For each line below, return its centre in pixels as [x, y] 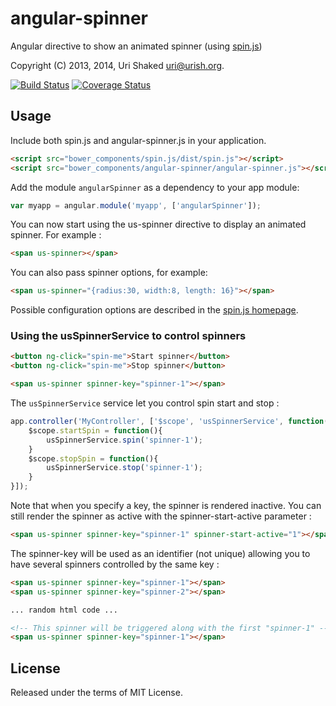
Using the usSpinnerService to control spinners [128, 336]
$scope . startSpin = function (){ [95, 430]
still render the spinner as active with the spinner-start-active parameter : [161, 516]
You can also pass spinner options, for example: [109, 273]
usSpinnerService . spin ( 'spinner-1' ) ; [124, 440]
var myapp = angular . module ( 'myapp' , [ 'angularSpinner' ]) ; [136, 205]
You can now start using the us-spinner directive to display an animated [158, 224]
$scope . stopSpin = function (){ [93, 458]
